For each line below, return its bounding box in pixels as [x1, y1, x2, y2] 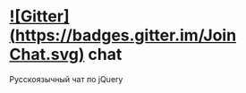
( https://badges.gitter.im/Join [9, 25, 237, 46]
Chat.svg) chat [9, 45, 123, 64]
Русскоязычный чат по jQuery [9, 73, 123, 84]
